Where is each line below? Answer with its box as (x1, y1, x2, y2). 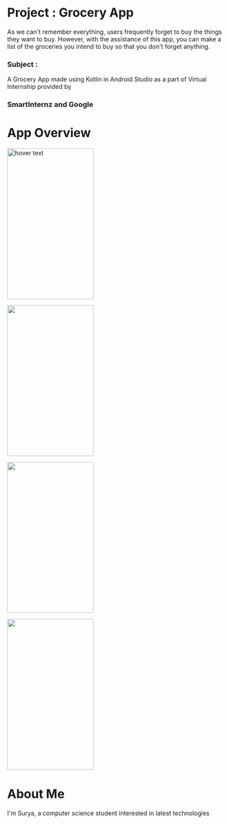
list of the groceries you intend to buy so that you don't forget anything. (7, 42, 210, 50)
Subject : (7, 59, 38, 69)
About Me (7, 786, 65, 802)
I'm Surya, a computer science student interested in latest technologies (7, 809, 210, 818)
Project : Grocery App (7, 5, 135, 21)
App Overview (7, 125, 91, 141)
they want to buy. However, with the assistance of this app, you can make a (7, 34, 222, 43)
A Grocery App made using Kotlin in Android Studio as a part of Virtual (7, 75, 207, 83)
